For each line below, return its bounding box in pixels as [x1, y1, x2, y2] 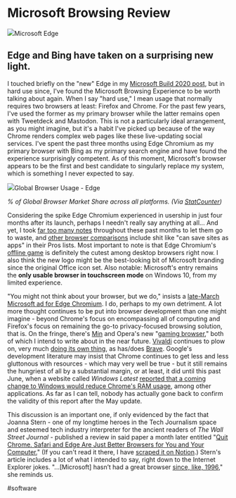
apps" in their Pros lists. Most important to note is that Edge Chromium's [7, 241, 216, 249]
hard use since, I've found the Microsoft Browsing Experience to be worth [7, 87, 221, 95]
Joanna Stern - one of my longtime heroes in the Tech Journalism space [7, 418, 217, 426]
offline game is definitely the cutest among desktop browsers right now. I [7, 248, 219, 256]
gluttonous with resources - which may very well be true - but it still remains [7, 359, 228, 368]
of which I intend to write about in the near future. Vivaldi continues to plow [7, 337, 225, 345]
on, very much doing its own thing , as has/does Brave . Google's [7, 344, 192, 353]
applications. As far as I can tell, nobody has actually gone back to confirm [7, 389, 223, 397]
